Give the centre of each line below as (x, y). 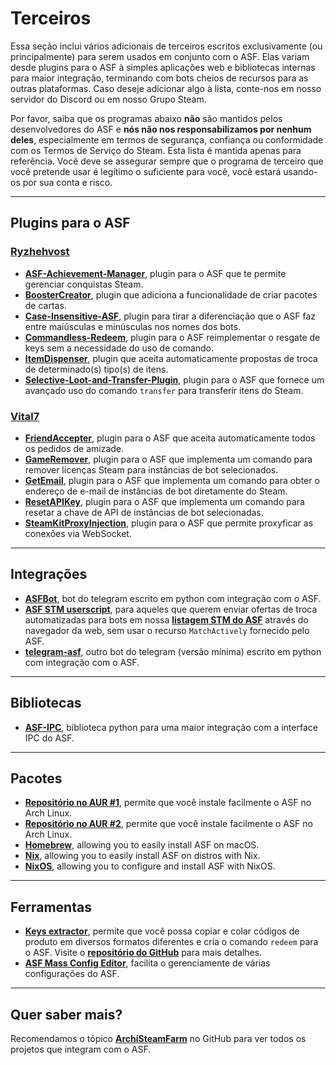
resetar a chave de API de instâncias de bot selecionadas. (144, 512)
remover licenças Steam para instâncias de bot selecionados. (151, 469)
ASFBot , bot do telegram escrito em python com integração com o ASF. (173, 598)
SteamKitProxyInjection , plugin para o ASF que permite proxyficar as (169, 523)
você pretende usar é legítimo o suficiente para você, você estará (146, 171)
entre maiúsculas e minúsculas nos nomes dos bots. (133, 326)
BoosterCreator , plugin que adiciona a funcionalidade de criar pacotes (171, 294)
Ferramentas (51, 907)
